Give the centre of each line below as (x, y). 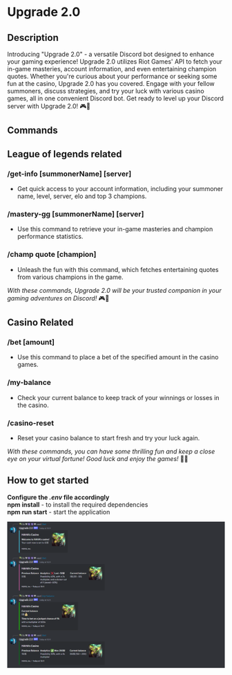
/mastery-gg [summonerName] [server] (76, 214)
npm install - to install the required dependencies (78, 504)
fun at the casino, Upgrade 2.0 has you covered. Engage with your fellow (111, 83)
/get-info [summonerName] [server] (69, 174)
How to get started (48, 481)
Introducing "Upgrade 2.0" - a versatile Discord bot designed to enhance (111, 54)
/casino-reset (31, 423)
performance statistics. (50, 237)
